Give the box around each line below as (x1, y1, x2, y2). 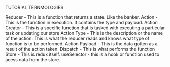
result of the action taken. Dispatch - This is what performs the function (5, 46, 155, 52)
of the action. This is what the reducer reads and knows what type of (5, 35, 150, 41)
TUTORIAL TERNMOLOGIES (5, 5, 64, 10)
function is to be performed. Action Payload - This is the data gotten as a (5, 41, 158, 47)
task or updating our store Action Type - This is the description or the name (5, 30, 163, 36)
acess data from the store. (5, 57, 60, 62)
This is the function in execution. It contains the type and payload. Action (5, 20, 158, 25)
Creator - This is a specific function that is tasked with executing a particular (5, 25, 165, 31)
